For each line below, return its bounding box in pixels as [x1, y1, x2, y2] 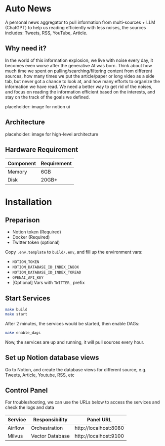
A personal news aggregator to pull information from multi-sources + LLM [5, 19, 156, 25]
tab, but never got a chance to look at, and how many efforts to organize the [5, 78, 160, 84]
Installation [5, 196, 52, 208]
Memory [7, 169, 27, 176]
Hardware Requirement [5, 145, 78, 154]
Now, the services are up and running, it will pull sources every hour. [5, 339, 145, 345]
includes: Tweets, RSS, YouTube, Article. [5, 30, 87, 36]
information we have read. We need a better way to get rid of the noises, [5, 84, 153, 89]
